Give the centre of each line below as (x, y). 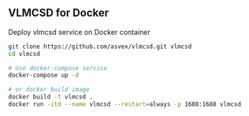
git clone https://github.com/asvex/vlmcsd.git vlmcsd (100, 47)
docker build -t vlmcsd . (50, 97)
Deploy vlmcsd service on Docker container (80, 32)
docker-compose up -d (44, 75)
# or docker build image (49, 90)
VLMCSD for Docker (59, 13)
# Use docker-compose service (58, 68)
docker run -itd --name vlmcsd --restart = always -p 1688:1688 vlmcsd (125, 105)
